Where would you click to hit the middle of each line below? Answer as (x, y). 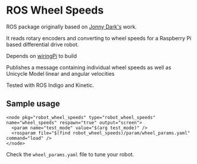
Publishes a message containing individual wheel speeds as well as (89, 67)
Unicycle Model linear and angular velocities (60, 73)
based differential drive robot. (43, 44)
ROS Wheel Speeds (55, 10)
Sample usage (33, 104)
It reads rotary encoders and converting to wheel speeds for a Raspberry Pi (99, 38)
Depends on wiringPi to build (42, 56)
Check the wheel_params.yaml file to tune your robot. (70, 154)
